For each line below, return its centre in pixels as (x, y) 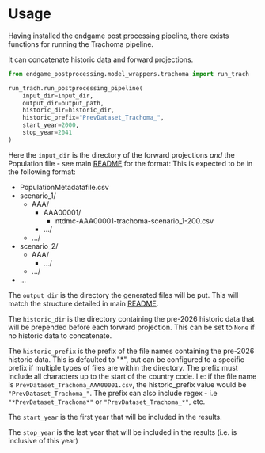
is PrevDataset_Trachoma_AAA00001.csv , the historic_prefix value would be (127, 384)
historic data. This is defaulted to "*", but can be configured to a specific (127, 359)
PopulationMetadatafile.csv (64, 187)
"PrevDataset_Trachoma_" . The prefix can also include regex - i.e (113, 393)
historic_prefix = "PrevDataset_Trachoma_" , (93, 118)
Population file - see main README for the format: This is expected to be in (131, 163)
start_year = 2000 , (51, 125)
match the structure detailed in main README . (83, 303)
